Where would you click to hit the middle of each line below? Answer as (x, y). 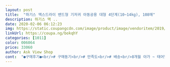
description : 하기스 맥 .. (32, 19)
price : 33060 (19, 47)
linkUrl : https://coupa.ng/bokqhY (42, 33)
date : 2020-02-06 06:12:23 (34, 24)
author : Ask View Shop (29, 52)
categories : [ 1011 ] (26, 38)
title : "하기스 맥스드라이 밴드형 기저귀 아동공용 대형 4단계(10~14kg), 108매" (80, 15)
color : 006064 (20, 43)
